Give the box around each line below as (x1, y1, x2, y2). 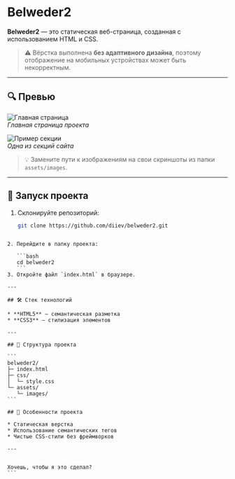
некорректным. (24, 63, 71, 71)
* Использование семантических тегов (7, 427, 117, 434)
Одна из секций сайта (7, 141, 74, 150)
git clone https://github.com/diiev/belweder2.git (17, 222, 169, 229)
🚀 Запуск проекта (7, 190, 89, 202)
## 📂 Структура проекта (7, 341, 77, 349)
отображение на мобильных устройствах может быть (24, 55, 187, 64)
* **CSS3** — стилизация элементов (7, 317, 111, 324)
